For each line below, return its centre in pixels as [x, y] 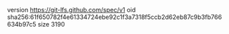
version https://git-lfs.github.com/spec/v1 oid [72, 10]
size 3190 [52, 24]
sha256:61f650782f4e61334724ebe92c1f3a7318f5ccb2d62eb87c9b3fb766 [115, 17]
